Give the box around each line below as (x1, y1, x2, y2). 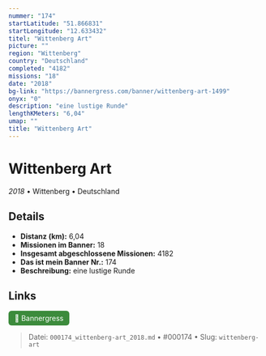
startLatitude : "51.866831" (8, 19, 104, 28)
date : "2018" (8, 79, 53, 87)
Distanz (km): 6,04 (19, 231, 84, 241)
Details (8, 210, 45, 223)
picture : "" (8, 42, 49, 50)
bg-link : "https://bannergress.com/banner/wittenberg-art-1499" (8, 87, 230, 95)
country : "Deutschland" (8, 57, 89, 66)
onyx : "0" (8, 95, 42, 103)
